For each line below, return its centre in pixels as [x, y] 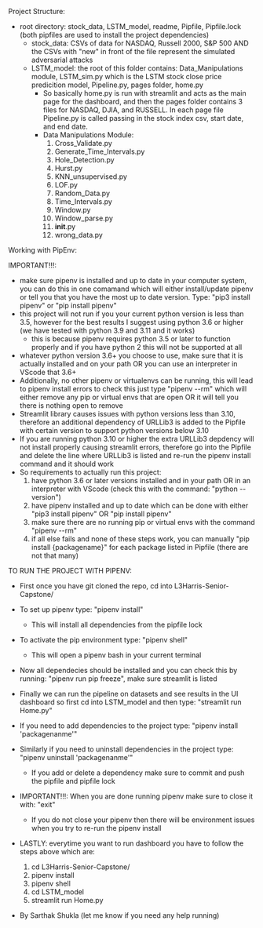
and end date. [66, 126]
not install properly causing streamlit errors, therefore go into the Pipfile [135, 447]
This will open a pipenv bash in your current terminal [116, 655]
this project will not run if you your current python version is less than [132, 314]
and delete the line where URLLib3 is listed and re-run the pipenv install [135, 455]
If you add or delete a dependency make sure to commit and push [138, 773]
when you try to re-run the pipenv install [96, 828]
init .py [65, 226]
